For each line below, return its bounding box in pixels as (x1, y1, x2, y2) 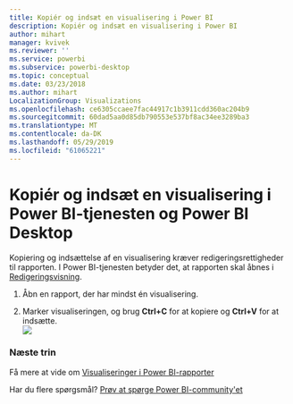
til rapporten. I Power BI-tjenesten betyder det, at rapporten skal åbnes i (9, 261, 274, 273)
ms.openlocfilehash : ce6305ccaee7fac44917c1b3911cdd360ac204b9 (9, 105, 250, 114)
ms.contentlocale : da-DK (9, 130, 102, 139)
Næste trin (9, 346, 56, 358)
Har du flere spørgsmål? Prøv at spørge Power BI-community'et (9, 383, 243, 394)
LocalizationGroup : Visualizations (9, 96, 142, 105)
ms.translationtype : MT (9, 122, 98, 130)
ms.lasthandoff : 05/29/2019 (9, 138, 114, 147)
